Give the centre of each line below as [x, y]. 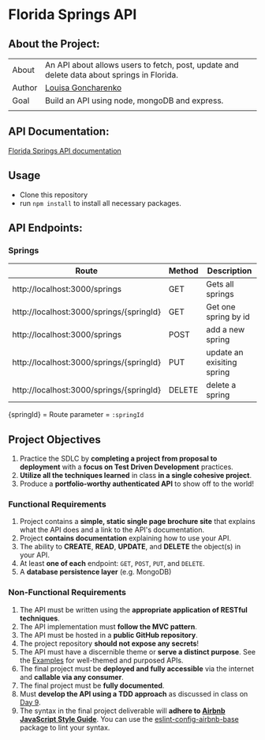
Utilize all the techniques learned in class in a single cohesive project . [136, 476]
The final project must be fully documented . [92, 685]
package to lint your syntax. [65, 727]
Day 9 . [30, 702]
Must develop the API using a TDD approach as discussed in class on [134, 693]
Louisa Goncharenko [83, 87]
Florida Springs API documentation [65, 150]
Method [183, 271]
